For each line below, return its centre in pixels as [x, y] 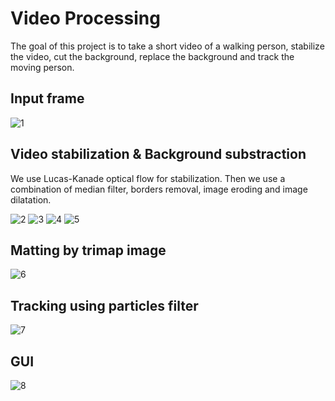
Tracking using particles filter [104, 305]
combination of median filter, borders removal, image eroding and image [159, 189]
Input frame [47, 98]
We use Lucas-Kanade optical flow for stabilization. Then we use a [148, 178]
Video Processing [85, 18]
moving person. [42, 67]
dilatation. [31, 199]
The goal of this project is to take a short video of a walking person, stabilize [167, 46]
